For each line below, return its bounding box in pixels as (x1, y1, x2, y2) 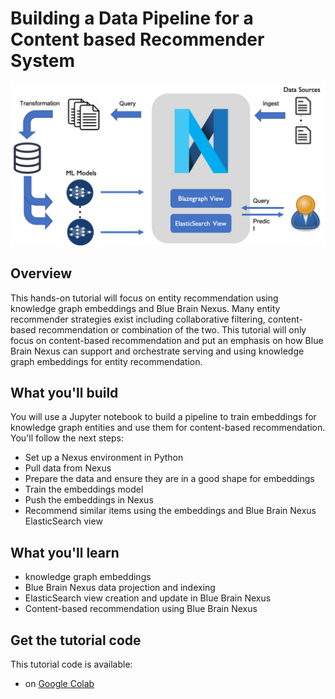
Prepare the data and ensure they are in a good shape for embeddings (24, 473, 315, 485)
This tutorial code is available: (10, 658, 133, 671)
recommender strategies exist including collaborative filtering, (10, 313, 266, 325)
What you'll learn (10, 544, 120, 561)
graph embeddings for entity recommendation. (10, 355, 203, 367)
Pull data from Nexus (24, 462, 112, 474)
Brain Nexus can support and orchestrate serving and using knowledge (10, 345, 305, 357)
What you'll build (10, 385, 119, 402)
